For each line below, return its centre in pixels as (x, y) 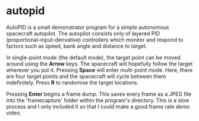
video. (14, 113)
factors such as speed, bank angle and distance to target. (77, 46)
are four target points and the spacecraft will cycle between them (86, 76)
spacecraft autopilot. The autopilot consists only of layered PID (83, 33)
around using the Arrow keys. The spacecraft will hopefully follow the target (99, 64)
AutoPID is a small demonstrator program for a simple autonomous (88, 27)
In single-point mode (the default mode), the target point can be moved (93, 57)
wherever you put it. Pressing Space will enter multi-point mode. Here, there (99, 70)
